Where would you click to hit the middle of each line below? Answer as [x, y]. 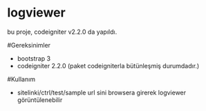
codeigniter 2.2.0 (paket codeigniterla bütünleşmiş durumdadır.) [108, 65]
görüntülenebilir [40, 100]
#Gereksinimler [29, 45]
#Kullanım [21, 79]
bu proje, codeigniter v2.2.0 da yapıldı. [62, 32]
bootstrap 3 [34, 58]
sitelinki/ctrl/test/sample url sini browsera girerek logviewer [102, 92]
